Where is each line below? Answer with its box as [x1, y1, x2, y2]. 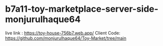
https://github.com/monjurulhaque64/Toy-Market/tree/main [5, 35, 127, 41]
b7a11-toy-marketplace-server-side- [5, 3, 159, 15]
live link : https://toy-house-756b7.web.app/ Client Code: [5, 30, 121, 36]
